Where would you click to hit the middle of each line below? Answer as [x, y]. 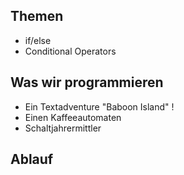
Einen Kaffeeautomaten [73, 117]
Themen [37, 16]
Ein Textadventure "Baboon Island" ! [99, 106]
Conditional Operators [70, 51]
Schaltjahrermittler [63, 128]
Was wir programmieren [87, 82]
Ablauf [32, 159]
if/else [38, 40]
